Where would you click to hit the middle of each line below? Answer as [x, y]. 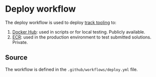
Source [16, 58]
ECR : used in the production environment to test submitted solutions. [82, 37]
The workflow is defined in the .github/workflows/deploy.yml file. [72, 69]
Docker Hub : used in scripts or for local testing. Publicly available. [79, 32]
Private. [20, 42]
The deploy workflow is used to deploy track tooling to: [61, 22]
